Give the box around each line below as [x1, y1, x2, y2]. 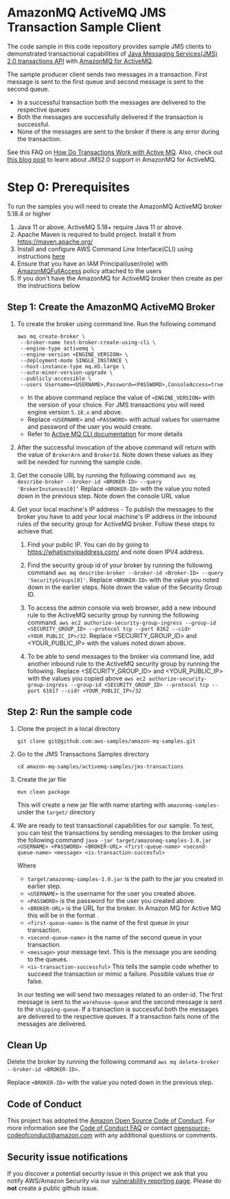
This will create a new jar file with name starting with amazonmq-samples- [16, 800, 220, 809]
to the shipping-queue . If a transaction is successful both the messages [16, 1005, 219, 1013]
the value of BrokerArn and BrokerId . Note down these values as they [16, 450, 213, 458]
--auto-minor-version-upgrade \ [20, 369, 113, 376]
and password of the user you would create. [27, 422, 153, 431]
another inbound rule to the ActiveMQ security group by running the [27, 659, 220, 668]
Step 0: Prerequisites [7, 180, 130, 195]
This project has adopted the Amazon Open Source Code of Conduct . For [7, 1116, 215, 1125]
